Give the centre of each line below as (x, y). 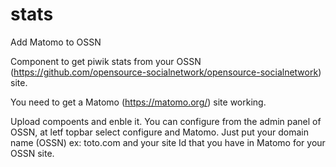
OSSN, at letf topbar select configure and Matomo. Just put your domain (159, 132)
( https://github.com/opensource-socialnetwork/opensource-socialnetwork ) (166, 72)
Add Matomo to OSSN (56, 42)
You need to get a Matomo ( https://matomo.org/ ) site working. (138, 102)
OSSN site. (32, 153)
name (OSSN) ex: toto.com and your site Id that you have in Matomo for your (168, 142)
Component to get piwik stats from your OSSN (106, 61)
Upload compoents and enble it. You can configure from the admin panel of (166, 121)
